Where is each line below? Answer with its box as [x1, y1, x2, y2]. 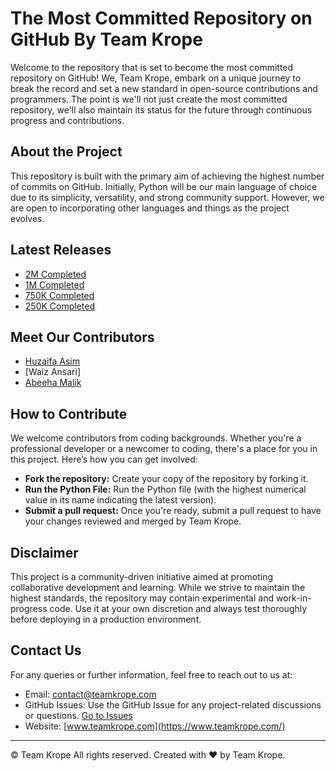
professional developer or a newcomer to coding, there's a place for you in [10, 443, 318, 455]
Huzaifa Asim [24, 355, 80, 367]
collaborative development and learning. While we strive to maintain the [10, 582, 306, 593]
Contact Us [10, 642, 82, 659]
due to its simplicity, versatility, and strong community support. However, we [10, 191, 325, 203]
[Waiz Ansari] [24, 366, 81, 378]
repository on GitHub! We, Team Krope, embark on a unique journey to [10, 72, 302, 84]
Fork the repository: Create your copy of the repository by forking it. [24, 473, 309, 485]
